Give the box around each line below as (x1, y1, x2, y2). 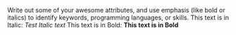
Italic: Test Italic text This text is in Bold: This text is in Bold (7, 21, 179, 29)
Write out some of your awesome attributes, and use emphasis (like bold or (7, 6, 225, 14)
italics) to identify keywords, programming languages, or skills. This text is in (7, 13, 230, 22)
